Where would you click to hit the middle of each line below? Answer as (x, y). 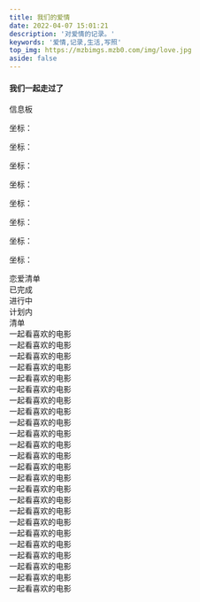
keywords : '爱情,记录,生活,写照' (65, 42)
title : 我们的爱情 (40, 17)
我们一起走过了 (36, 88)
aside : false (33, 58)
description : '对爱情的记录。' (62, 34)
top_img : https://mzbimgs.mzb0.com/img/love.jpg (100, 50)
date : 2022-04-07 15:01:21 (59, 26)
